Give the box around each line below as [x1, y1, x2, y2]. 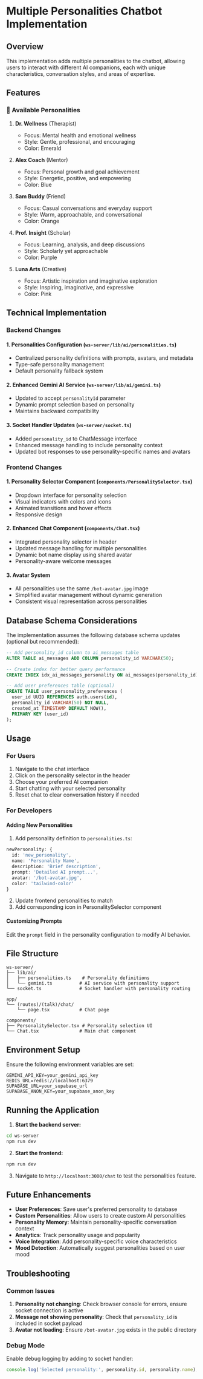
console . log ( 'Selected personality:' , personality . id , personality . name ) [6, 1367, 196, 1373]
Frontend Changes [6, 463, 62, 471]
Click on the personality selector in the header [14, 772, 130, 779]
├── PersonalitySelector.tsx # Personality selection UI [6, 1023, 153, 1029]
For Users [6, 751, 36, 760]
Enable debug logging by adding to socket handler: [6, 1355, 134, 1363]
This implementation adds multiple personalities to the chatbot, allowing [6, 58, 185, 64]
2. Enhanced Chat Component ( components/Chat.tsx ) [6, 525, 140, 532]
